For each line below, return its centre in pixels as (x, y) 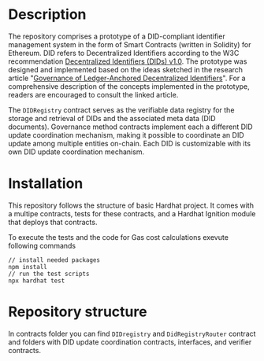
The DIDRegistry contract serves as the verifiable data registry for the (121, 110)
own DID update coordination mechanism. (76, 152)
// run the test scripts (49, 274)
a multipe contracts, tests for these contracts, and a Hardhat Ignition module (132, 213)
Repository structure (78, 312)
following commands (42, 245)
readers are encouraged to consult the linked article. (93, 94)
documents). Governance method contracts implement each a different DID (131, 127)
